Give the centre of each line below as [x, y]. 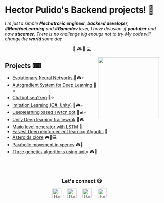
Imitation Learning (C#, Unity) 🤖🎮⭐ [48, 105]
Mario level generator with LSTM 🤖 [47, 127]
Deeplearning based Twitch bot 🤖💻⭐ [49, 112]
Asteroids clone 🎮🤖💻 [34, 137]
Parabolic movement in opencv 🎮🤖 [48, 144]
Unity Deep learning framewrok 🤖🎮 [48, 119]
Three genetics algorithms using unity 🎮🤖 [55, 152]
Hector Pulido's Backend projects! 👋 [80, 10]
